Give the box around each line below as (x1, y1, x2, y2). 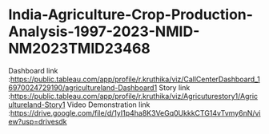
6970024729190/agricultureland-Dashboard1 (8, 82, 158, 93)
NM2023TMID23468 (8, 40, 151, 57)
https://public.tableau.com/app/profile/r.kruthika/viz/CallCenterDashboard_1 (10, 74, 260, 84)
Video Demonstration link (66, 100, 151, 109)
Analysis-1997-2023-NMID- (8, 22, 200, 41)
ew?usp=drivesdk (8, 116, 67, 126)
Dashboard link (8, 65, 58, 75)
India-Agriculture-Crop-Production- (8, 6, 254, 24)
